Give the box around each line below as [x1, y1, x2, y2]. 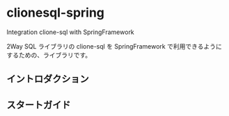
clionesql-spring [6, 5, 105, 21]
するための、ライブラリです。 [6, 51, 92, 59]
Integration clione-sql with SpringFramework [6, 28, 135, 36]
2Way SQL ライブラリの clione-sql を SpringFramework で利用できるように [6, 42, 222, 50]
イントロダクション [6, 73, 89, 85]
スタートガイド [6, 99, 71, 110]
